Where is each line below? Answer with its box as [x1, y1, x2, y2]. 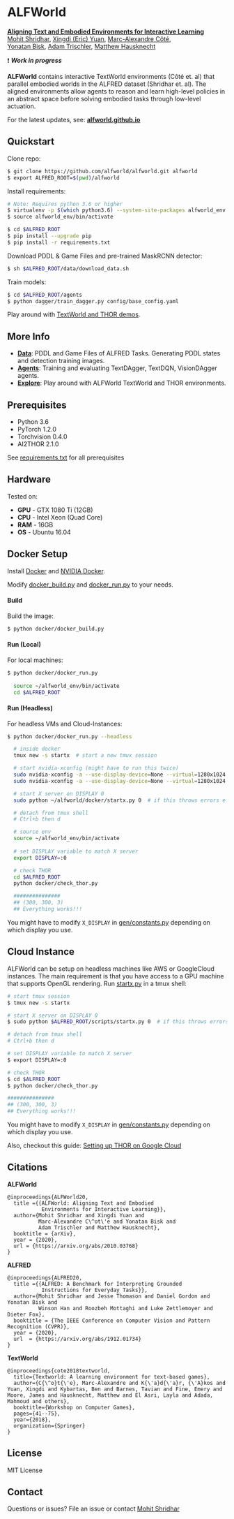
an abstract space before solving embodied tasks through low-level [7, 94, 201, 103]
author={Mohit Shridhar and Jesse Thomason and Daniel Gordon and [13, 1293, 210, 1300]
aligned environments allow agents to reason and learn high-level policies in [7, 87, 226, 95]
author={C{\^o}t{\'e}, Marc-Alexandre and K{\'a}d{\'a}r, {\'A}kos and [13, 1379, 226, 1386]
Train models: [7, 277, 47, 286]
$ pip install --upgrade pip [7, 233, 92, 240]
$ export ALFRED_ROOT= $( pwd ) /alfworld [7, 174, 120, 182]
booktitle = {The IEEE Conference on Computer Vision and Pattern [13, 1317, 210, 1324]
